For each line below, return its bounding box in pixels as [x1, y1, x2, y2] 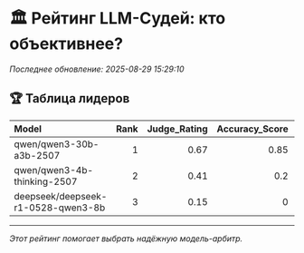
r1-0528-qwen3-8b [14, 201, 106, 214]
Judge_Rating [147, 122, 208, 135]
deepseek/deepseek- [14, 190, 108, 202]
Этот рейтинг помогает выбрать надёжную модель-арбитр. [9, 233, 243, 244]
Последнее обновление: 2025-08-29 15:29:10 [9, 63, 185, 74]
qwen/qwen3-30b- [14, 138, 100, 151]
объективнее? [9, 34, 124, 54]
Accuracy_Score [216, 122, 289, 135]
